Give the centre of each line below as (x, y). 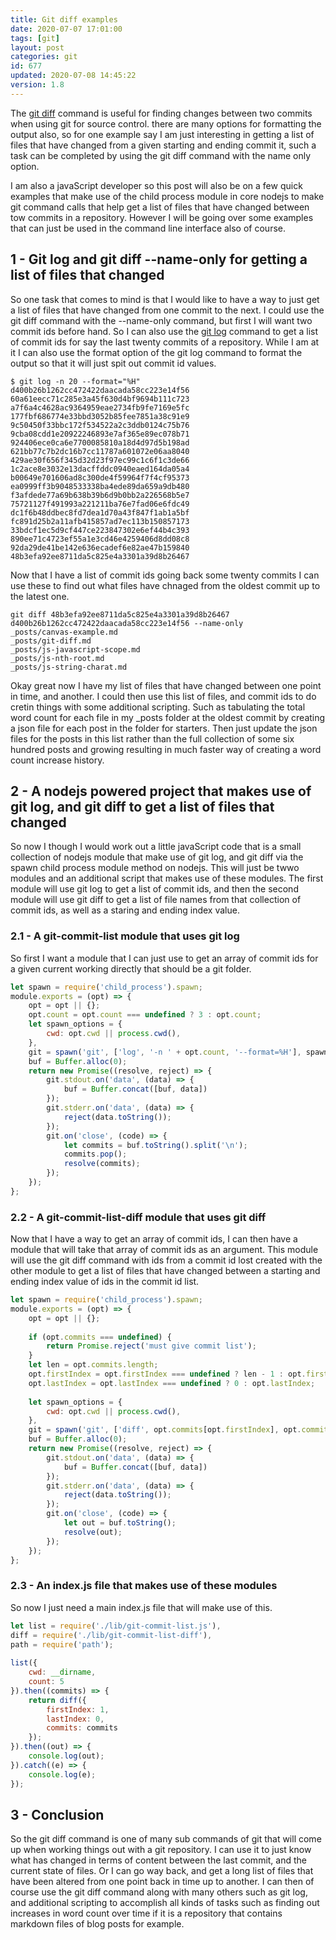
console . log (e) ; (62, 1774)
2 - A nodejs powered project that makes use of (161, 791)
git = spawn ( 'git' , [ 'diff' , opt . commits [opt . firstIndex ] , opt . (165, 1430)
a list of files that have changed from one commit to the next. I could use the (167, 310)
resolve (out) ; (93, 1532)
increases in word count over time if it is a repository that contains (146, 1913)
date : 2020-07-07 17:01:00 (66, 29)
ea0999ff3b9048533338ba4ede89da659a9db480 (100, 486)
